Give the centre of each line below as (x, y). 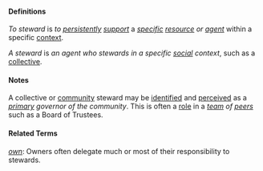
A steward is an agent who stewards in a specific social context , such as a (132, 53)
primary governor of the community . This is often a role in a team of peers (131, 106)
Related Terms (33, 133)
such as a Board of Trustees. (56, 115)
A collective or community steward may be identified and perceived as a (127, 98)
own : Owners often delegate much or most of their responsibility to (119, 151)
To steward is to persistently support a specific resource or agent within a (130, 29)
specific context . (36, 38)
